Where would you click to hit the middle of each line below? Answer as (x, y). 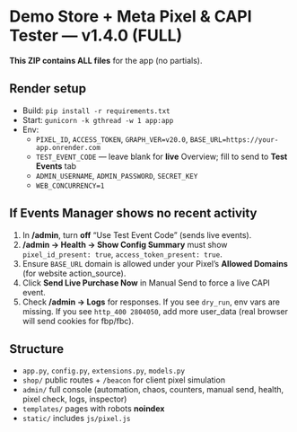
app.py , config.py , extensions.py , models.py (104, 371)
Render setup (48, 88)
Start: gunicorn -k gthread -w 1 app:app (98, 119)
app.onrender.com (68, 147)
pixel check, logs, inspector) (74, 399)
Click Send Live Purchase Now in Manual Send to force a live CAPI (146, 282)
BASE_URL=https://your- (234, 140)
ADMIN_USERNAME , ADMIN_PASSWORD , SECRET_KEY (117, 175)
